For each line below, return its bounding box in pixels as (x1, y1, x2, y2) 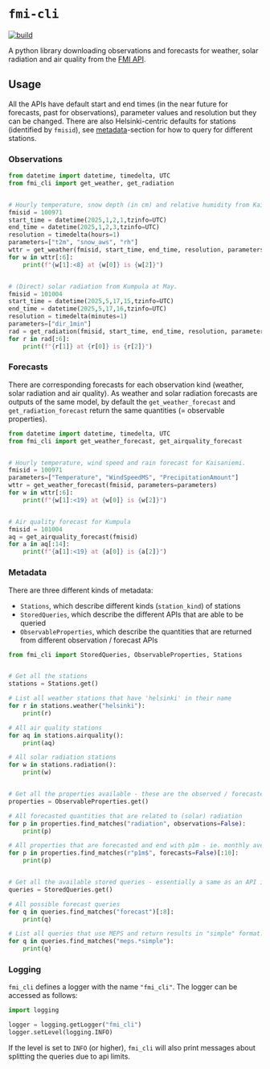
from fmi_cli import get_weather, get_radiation (8, 179, 174, 187)
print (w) (22, 768, 52, 776)
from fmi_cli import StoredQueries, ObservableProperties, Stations (8, 651, 243, 659)
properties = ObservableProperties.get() (8, 797, 149, 805)
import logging (8, 1006, 59, 1014)
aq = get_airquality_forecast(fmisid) (8, 533, 138, 541)
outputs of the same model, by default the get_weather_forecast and (8, 397, 235, 406)
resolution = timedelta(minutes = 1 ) (8, 313, 128, 321)
